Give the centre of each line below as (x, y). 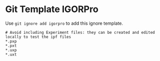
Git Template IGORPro (52, 9)
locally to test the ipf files (38, 37)
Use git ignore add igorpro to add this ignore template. (64, 23)
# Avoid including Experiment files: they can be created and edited (80, 32)
